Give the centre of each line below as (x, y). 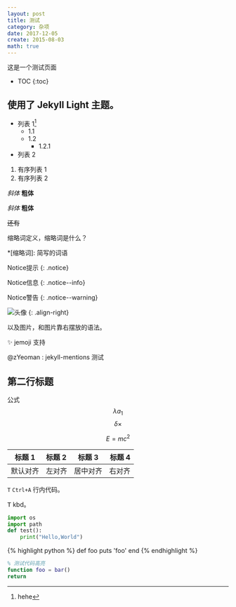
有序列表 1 (32, 170)
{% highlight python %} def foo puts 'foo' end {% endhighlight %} (103, 551)
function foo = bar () (39, 570)
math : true (23, 46)
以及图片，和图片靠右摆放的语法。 (57, 328)
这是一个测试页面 (32, 67)
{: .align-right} (48, 312)
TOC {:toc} (33, 81)
